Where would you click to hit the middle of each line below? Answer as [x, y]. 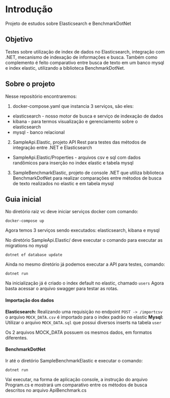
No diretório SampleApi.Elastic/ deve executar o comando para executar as [84, 240]
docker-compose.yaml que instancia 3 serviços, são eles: [73, 106]
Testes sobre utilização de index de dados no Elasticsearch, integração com [85, 51]
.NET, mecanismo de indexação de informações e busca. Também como [81, 57]
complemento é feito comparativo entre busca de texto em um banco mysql [85, 63]
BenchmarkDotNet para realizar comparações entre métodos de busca [87, 178]
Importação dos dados [30, 300]
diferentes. [17, 337]
